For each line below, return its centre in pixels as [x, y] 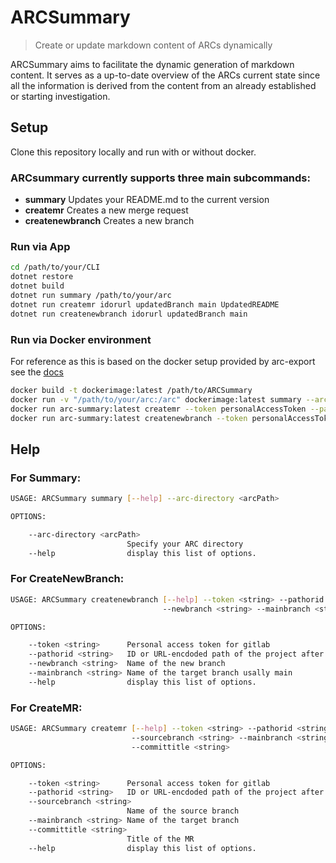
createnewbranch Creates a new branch [109, 221]
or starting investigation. [60, 96]
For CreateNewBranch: [67, 579]
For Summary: [46, 478]
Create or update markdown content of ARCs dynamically [153, 45]
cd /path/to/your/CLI [55, 267]
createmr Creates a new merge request [106, 210]
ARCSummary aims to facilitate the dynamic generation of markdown [152, 64]
